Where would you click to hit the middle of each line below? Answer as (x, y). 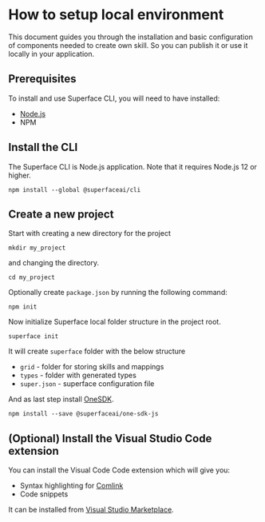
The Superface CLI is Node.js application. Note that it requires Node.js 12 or (133, 166)
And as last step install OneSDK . (61, 399)
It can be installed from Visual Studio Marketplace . (91, 510)
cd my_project (32, 277)
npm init (23, 307)
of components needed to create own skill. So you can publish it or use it (128, 45)
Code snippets (44, 494)
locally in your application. (51, 54)
